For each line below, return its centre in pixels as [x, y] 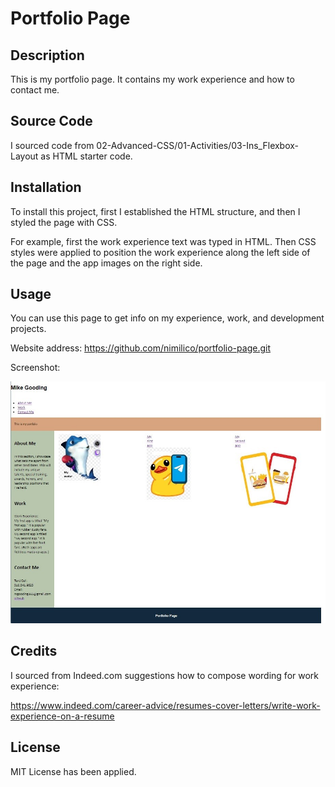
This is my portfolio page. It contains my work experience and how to [152, 79]
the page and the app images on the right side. [106, 263]
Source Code [51, 121]
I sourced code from [52, 145]
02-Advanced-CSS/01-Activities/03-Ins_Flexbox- [198, 145]
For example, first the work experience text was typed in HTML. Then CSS [163, 241]
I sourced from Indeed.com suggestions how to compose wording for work [165, 675]
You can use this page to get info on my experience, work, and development [167, 318]
